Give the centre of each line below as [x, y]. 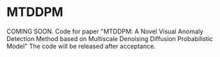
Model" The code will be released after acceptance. [81, 46]
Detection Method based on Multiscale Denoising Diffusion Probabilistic [110, 38]
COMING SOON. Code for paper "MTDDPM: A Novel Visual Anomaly [105, 31]
